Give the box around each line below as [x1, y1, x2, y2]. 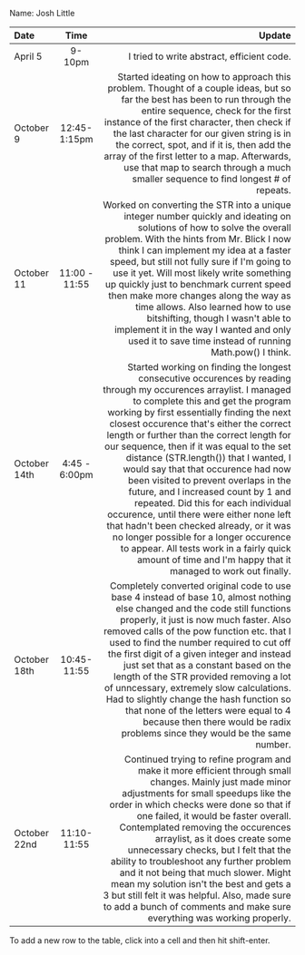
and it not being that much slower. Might [119, 866, 291, 879]
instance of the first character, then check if [103, 116, 291, 128]
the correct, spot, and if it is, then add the [115, 139, 291, 151]
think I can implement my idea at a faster [118, 244, 291, 257]
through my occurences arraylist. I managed [103, 384, 291, 395]
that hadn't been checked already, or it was [106, 520, 291, 531]
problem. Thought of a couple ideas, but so [107, 82, 291, 94]
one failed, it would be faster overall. [136, 810, 291, 822]
